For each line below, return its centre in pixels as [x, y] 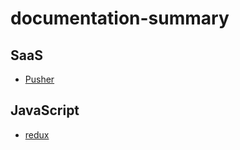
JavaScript [45, 110]
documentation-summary [120, 18]
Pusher [39, 79]
